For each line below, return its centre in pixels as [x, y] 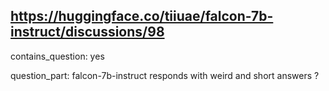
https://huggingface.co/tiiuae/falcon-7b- [142, 16]
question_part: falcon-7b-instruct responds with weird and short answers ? [165, 75]
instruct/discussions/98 [87, 32]
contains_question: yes [57, 56]
